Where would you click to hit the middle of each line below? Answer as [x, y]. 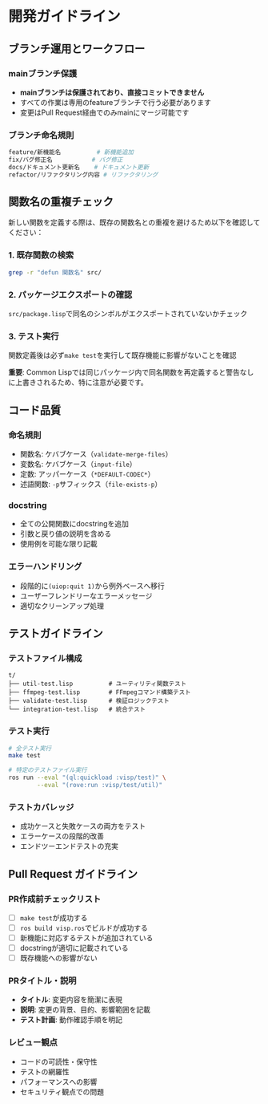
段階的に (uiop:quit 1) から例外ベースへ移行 [92, 586]
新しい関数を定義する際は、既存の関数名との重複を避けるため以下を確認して [134, 222]
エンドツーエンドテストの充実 [69, 846]
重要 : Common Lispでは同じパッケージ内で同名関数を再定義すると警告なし [131, 372]
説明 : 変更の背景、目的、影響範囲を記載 [85, 1010]
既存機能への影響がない [58, 958]
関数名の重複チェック [61, 202]
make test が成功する [54, 917]
